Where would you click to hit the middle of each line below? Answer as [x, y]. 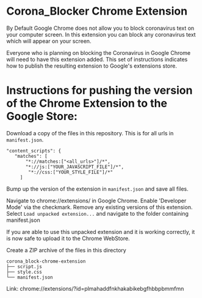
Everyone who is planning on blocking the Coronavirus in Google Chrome [99, 52]
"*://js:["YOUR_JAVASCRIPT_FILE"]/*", [74, 167]
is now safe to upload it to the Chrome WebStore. [68, 238]
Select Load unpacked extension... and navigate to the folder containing [98, 213]
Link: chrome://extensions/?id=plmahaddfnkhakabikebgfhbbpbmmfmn [95, 288]
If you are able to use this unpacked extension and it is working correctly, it [101, 232]
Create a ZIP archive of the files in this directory [66, 250]
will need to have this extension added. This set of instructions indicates [97, 59]
